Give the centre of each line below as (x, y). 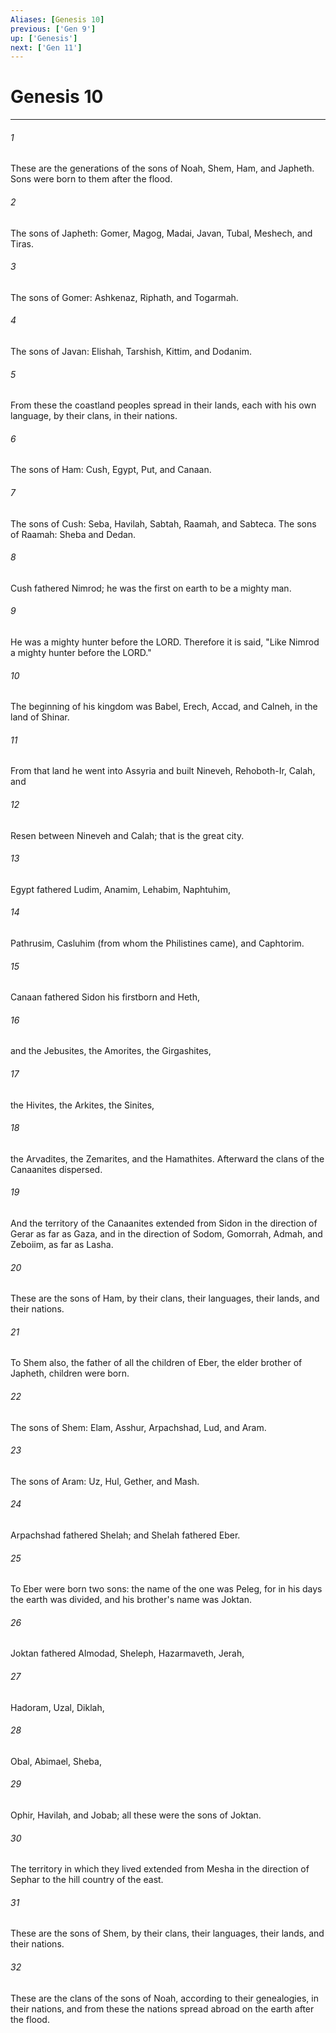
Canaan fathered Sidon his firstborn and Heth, (105, 997)
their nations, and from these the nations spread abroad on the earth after (162, 2008)
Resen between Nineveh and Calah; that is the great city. (127, 835)
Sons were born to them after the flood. (91, 179)
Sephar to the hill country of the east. (87, 1880)
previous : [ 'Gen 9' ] (53, 29)
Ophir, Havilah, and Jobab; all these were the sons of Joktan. (136, 1815)
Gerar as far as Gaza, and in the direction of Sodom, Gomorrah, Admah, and (166, 1234)
